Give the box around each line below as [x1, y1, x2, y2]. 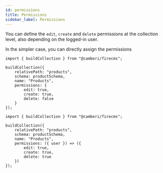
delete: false [24, 96, 54, 102]
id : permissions [5, 7, 40, 13]
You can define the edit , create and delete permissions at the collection [5, 31, 158, 37]
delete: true [24, 154, 52, 160]
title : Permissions [5, 12, 47, 17]
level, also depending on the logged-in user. [5, 36, 98, 42]
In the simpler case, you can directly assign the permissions [5, 46, 132, 53]
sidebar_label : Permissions [5, 17, 66, 22]
